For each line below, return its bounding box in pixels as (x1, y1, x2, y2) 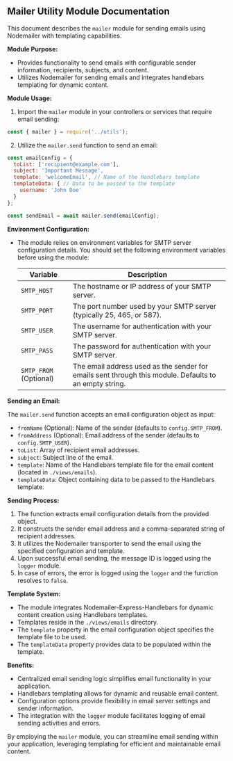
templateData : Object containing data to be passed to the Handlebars (17, 475, 215, 483)
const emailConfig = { (7, 154, 73, 161)
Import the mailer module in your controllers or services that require (17, 107, 213, 115)
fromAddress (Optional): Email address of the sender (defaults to (17, 431, 200, 439)
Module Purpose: (7, 45, 58, 53)
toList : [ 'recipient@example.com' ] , (13, 161, 119, 168)
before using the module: (17, 253, 89, 262)
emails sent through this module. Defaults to (72, 370, 216, 380)
